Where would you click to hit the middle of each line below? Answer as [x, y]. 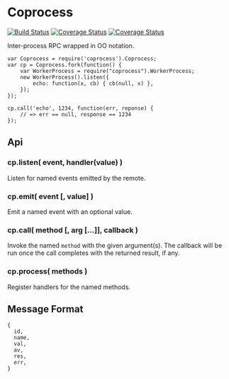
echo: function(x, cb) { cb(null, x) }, [93, 83]
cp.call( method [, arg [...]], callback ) [73, 230]
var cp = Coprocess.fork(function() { [65, 64]
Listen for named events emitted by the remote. [77, 178]
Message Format [45, 309]
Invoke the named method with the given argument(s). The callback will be [115, 246]
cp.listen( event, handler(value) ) [65, 162]
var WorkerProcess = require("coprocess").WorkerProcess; [107, 71]
